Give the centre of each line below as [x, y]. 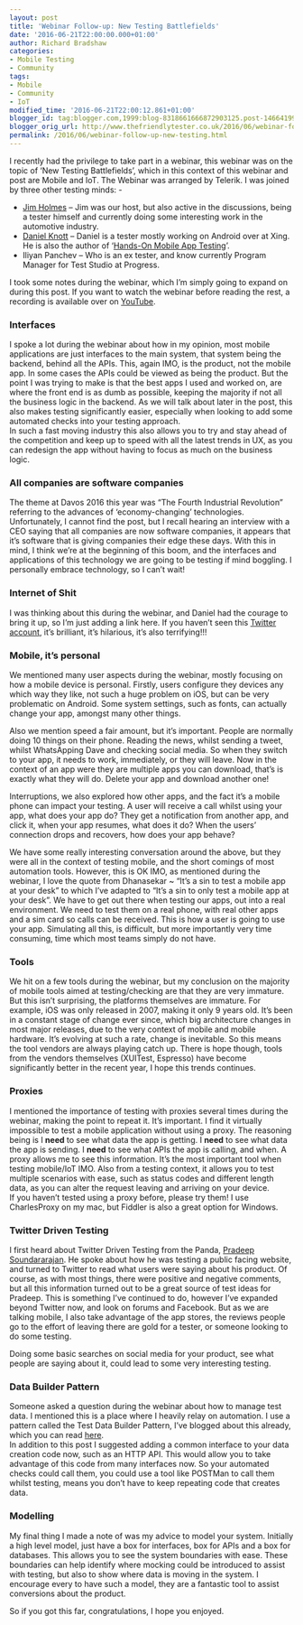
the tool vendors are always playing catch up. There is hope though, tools [146, 1049]
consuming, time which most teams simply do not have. [113, 939]
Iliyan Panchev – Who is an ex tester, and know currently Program [144, 255]
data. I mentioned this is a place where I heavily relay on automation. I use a [150, 1416]
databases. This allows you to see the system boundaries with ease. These [149, 1555]
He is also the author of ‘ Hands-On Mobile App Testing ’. [126, 246]
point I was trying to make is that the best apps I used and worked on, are [146, 383]
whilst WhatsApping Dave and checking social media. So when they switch [149, 750]
